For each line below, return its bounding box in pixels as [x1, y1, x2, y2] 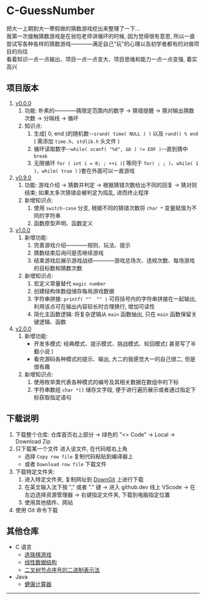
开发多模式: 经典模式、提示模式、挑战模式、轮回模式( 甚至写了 [33, 340, 191, 347]
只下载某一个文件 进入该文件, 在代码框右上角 [15, 445, 128, 452]
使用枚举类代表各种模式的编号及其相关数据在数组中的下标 [33, 378, 179, 385]
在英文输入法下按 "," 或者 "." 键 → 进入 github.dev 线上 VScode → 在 [24, 483, 196, 491]
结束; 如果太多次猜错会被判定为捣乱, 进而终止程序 [24, 188, 149, 196]
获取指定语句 [39, 393, 72, 401]
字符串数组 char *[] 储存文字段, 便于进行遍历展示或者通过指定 [33, 386, 191, 393]
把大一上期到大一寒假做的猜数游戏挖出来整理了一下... [6, 25, 140, 32]
